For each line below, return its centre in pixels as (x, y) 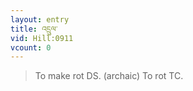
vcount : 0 (31, 47)
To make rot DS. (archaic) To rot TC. (109, 76)
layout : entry (40, 19)
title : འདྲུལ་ (34, 29)
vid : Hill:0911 (42, 38)
